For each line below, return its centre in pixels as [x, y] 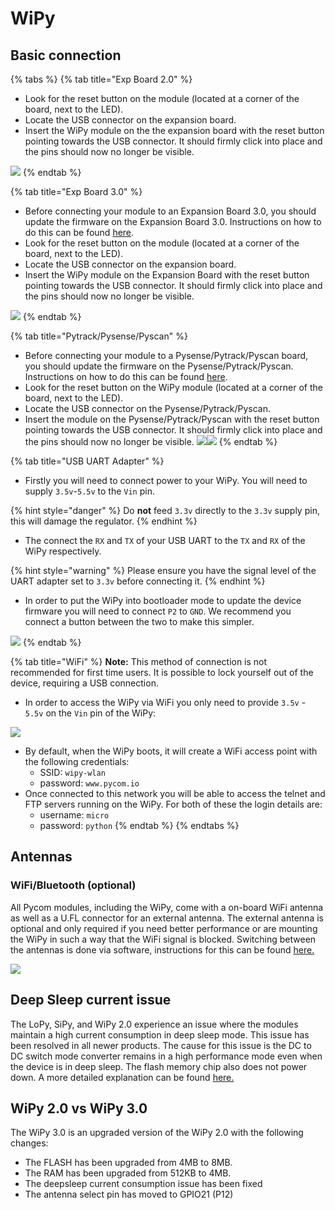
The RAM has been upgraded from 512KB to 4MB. [128, 1173]
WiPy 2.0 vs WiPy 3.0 [79, 1108]
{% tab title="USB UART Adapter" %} [87, 461]
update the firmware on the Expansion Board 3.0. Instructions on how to [173, 221]
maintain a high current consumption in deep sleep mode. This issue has [160, 1034]
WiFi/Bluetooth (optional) [73, 885]
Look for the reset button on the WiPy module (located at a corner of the [173, 387]
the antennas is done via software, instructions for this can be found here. [162, 949]
